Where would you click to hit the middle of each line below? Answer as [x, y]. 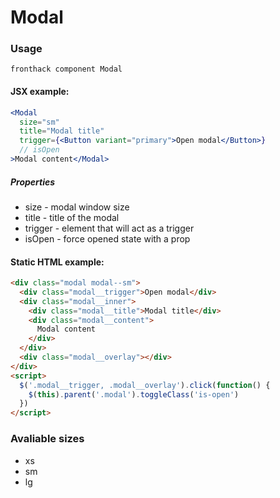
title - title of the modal [72, 217]
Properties [33, 182]
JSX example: [40, 92]
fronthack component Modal [66, 69]
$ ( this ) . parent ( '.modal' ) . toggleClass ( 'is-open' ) [134, 394]
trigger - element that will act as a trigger [109, 228]
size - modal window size [77, 207]
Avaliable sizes [47, 439]
